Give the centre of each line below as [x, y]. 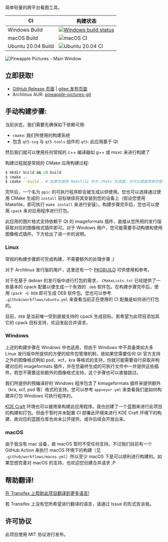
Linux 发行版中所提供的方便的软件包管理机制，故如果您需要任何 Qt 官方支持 [83, 353]
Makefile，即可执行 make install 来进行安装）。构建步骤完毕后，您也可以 [80, 205]
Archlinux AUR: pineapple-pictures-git [52, 94]
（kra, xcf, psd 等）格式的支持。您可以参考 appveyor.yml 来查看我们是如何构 [83, 389]
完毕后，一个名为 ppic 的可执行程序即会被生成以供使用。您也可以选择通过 [81, 192]
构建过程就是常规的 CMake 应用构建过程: [47, 163]
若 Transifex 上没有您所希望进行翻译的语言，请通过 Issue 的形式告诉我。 [79, 504]
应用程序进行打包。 [51, 211]
